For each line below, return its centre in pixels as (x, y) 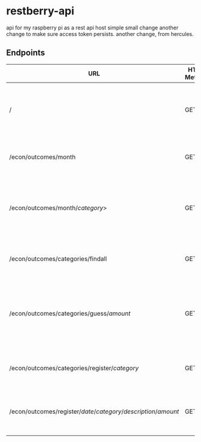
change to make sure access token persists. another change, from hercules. (100, 34)
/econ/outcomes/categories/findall (58, 259)
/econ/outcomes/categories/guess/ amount (70, 313)
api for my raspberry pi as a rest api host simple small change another (92, 28)
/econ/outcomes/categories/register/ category (74, 368)
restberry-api (40, 11)
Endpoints (26, 53)
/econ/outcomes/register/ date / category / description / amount (94, 411)
